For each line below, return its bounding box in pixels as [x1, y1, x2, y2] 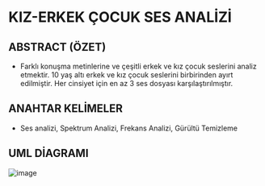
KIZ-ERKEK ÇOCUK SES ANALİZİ [8, 8, 232, 27]
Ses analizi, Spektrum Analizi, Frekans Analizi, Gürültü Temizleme [19, 123, 238, 133]
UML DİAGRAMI [8, 147, 89, 160]
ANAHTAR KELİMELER [8, 101, 124, 116]
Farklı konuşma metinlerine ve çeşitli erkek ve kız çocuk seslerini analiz [19, 61, 257, 71]
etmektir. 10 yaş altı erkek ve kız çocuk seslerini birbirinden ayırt [19, 70, 233, 80]
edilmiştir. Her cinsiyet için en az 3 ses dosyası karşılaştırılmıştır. [19, 79, 233, 88]
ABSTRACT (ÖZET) [8, 40, 107, 54]
